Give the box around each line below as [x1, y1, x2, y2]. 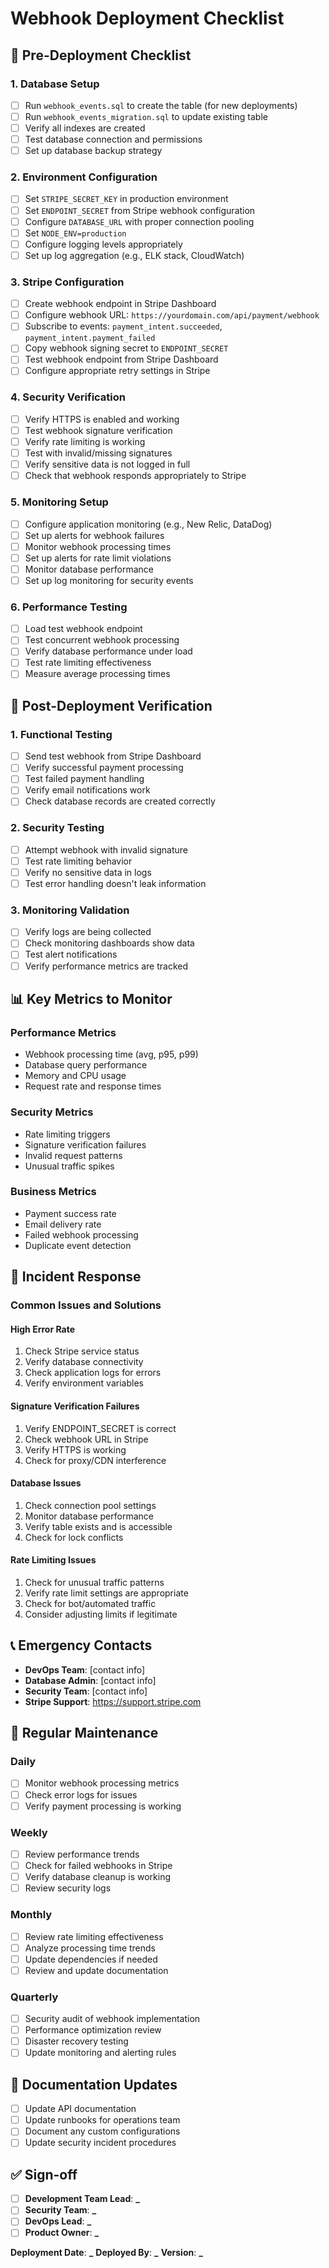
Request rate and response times [24, 1080, 162, 1092]
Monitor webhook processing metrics [24, 1777, 180, 1789]
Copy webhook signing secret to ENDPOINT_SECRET [24, 342, 229, 354]
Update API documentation [24, 2103, 137, 2115]
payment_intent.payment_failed [24, 333, 156, 344]
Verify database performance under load [24, 645, 193, 657]
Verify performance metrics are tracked [24, 960, 188, 972]
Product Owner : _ [24, 2227, 100, 2239]
